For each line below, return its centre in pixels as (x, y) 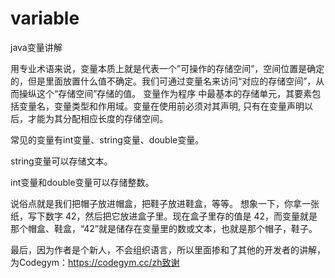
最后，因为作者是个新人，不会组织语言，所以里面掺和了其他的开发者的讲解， (168, 249)
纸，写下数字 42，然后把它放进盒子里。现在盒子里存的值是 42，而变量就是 (164, 216)
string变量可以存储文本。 (61, 161)
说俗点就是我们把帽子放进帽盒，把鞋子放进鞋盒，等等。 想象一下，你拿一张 (165, 203)
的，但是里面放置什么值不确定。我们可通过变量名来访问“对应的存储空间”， (163, 81)
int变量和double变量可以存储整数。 (82, 182)
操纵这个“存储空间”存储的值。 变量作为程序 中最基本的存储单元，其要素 (165, 93)
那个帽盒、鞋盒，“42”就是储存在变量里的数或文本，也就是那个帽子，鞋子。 (164, 228)
